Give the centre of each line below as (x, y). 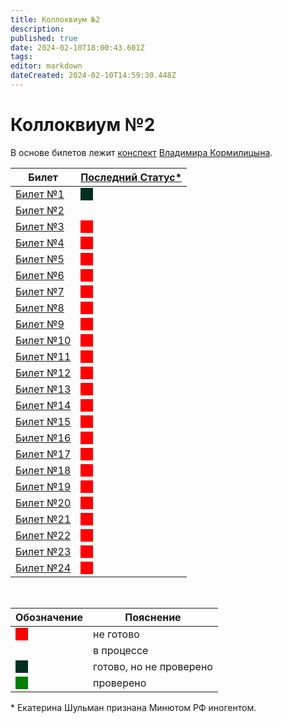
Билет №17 (43, 454)
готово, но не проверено (153, 666)
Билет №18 (43, 470)
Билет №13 (43, 389)
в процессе (121, 650)
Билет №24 (43, 568)
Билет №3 (40, 226)
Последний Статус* (131, 177)
